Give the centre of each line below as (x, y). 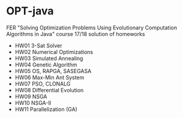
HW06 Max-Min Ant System (49, 77)
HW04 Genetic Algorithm (46, 65)
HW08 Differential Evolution (49, 90)
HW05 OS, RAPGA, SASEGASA (53, 71)
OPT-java (30, 11)
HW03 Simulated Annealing (49, 58)
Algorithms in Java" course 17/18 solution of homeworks (76, 34)
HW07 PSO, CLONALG (43, 84)
